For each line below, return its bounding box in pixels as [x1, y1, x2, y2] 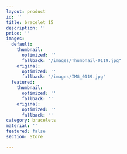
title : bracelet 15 [6, 19, 54, 25]
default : [11, 42, 33, 47]
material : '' [6, 123, 38, 129]
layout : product [6, 8, 46, 15]
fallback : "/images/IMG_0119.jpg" [21, 74, 107, 80]
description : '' [6, 25, 46, 31]
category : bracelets [6, 118, 57, 124]
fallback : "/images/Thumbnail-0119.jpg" [21, 57, 122, 63]
